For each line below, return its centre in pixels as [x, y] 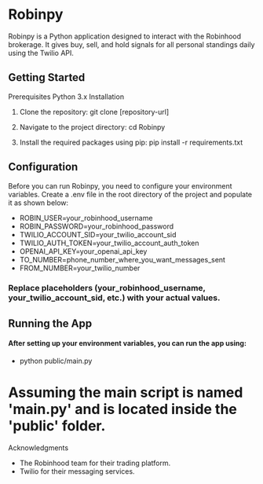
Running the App [50, 323]
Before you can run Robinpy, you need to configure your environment [121, 185]
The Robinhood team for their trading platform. [95, 463]
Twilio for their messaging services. [77, 471]
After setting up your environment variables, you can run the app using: [128, 343]
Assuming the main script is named [126, 392]
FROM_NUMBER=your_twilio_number [80, 268]
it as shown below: [38, 203]
